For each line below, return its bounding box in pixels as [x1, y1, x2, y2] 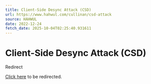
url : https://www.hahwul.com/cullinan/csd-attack [5, 12, 112, 17]
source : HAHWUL [5, 16, 37, 21]
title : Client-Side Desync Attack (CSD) [5, 7, 92, 12]
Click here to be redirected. [5, 73, 62, 80]
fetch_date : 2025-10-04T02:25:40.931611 [5, 26, 92, 31]
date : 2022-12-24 [5, 21, 42, 26]
